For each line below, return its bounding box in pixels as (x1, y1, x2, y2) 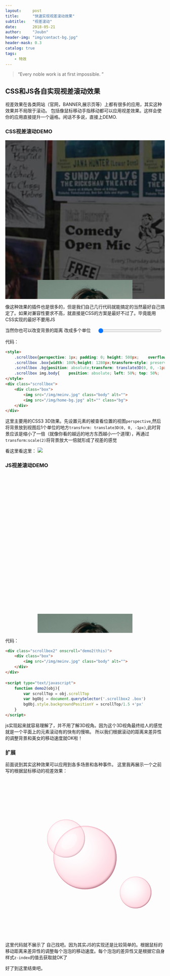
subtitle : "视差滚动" (5, 19, 52, 24)
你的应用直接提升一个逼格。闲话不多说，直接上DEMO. (5, 114, 117, 120)
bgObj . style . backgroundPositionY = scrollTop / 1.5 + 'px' (23, 702, 144, 707)
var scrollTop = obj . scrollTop (23, 691, 90, 696)
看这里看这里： (5, 448, 36, 454)
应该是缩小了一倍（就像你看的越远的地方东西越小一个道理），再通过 (9, 431, 149, 437)
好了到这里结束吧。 (5, 965, 46, 971)
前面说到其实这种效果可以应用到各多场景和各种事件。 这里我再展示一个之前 (5, 762, 162, 768)
